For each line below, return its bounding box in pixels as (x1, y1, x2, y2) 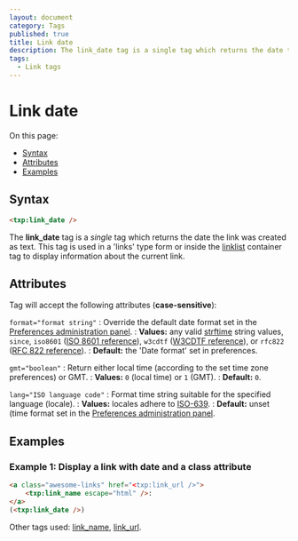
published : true (9, 29, 69, 38)
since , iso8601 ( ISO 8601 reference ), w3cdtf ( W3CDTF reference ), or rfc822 (9, 336, 285, 346)
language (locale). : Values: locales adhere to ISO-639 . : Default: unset (9, 399, 271, 410)
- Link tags (17, 63, 62, 72)
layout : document (9, 12, 74, 22)
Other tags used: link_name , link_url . (9, 521, 142, 532)
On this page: (9, 130, 59, 140)
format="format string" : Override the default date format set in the (9, 317, 257, 328)
